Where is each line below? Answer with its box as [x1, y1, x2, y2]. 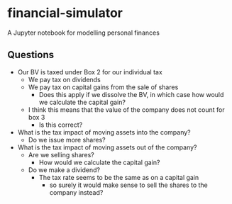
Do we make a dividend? [28, 165, 101, 174]
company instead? [49, 188, 104, 196]
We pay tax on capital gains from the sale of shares [28, 83, 179, 91]
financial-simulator [7, 5, 123, 21]
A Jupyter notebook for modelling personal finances [7, 28, 160, 37]
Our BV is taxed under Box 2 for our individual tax [17, 67, 163, 76]
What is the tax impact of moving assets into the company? [17, 127, 191, 136]
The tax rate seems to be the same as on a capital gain [38, 173, 199, 181]
